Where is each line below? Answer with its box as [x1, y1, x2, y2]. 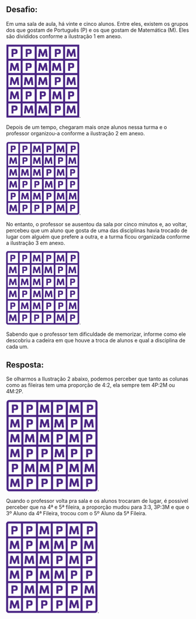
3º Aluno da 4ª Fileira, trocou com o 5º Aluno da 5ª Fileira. [6, 509, 147, 516]
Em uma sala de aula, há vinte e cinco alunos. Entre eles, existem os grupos [6, 20, 188, 27]
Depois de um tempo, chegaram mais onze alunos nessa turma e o [6, 123, 167, 131]
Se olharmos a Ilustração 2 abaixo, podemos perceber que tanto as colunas [6, 375, 188, 383]
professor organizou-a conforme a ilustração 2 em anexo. [6, 130, 145, 137]
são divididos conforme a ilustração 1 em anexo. [6, 32, 122, 40]
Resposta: [6, 360, 44, 370]
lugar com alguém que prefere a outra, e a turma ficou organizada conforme [6, 233, 190, 240]
